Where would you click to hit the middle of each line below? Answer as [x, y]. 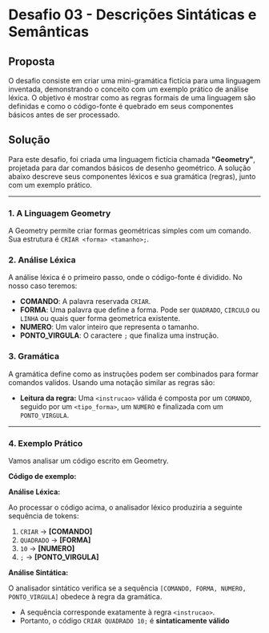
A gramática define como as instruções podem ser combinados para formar [133, 374]
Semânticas [49, 32]
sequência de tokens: [44, 516]
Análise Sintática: [38, 572]
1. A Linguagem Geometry [60, 213]
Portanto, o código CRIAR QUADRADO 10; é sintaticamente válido [124, 621]
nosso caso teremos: [43, 286]
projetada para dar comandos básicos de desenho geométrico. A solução [130, 168]
